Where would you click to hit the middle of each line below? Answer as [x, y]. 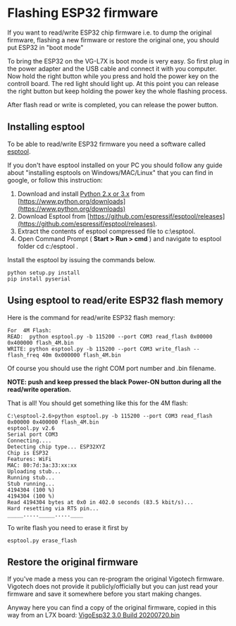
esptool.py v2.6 [31, 428]
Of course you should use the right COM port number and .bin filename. [112, 368]
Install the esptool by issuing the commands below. [81, 259]
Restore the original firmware [73, 562]
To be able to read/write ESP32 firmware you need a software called [106, 144]
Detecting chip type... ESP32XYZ [56, 447]
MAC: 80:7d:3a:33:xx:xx [42, 465]
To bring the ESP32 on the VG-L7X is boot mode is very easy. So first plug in [118, 61]
